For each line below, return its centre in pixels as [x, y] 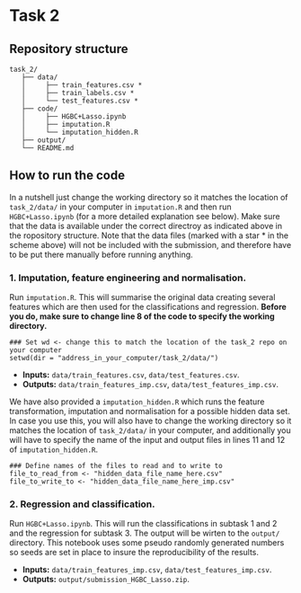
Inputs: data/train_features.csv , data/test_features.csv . [131, 375]
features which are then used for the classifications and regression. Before [148, 307]
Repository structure [69, 49]
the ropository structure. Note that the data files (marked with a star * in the [149, 235]
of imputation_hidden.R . [54, 449]
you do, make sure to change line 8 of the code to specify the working [142, 316]
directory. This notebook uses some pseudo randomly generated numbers [147, 543]
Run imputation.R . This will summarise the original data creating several [142, 297]
